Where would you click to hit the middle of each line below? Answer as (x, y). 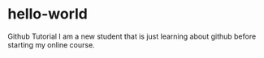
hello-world (48, 14)
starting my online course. (51, 44)
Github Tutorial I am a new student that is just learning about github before (132, 36)
